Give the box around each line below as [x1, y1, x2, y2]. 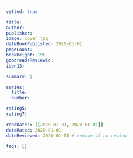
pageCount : [6, 46, 33, 53]
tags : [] [6, 143, 28, 149]
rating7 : [6, 111, 28, 117]
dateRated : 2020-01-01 [6, 127, 62, 133]
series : [6, 84, 25, 90]
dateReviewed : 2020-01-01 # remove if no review [6, 133, 127, 139]
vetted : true [6, 8, 38, 15]
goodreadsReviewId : [6, 57, 54, 63]
